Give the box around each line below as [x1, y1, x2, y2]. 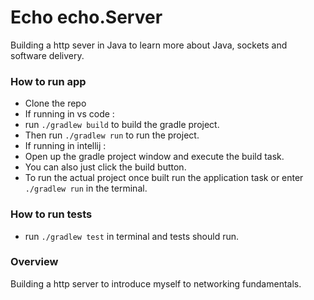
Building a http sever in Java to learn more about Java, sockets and [10, 39, 288, 51]
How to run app [10, 74, 87, 88]
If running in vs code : [24, 108, 115, 120]
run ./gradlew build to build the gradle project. [24, 119, 220, 131]
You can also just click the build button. [24, 161, 187, 173]
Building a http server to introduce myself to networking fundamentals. [10, 277, 302, 290]
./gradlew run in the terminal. [24, 182, 148, 195]
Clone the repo [24, 97, 87, 110]
